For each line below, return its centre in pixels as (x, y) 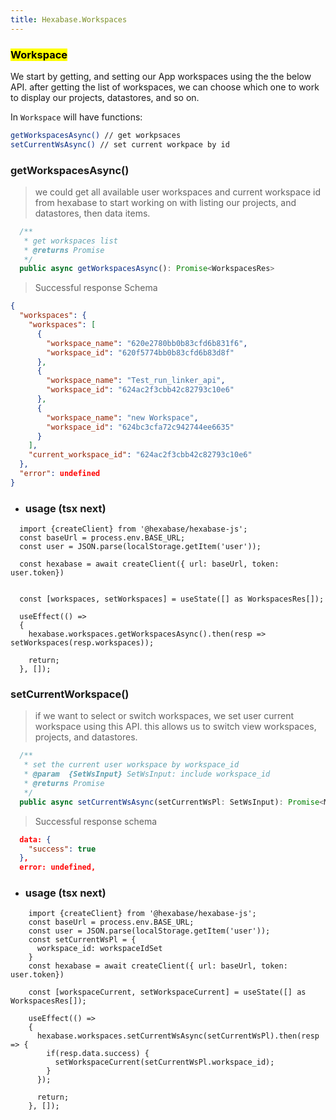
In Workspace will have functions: (76, 117)
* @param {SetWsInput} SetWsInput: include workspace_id (147, 774)
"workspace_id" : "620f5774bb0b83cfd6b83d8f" (140, 352)
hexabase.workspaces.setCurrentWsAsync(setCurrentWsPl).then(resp (178, 1036)
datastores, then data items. (92, 213)
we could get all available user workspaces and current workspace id (177, 192)
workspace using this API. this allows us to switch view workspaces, (175, 727)
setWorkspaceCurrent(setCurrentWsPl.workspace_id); (164, 1062)
